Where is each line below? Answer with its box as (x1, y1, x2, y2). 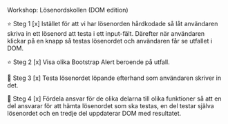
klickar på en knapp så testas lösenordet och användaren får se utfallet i (7, 37, 213, 45)
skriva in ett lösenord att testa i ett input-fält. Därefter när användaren (7, 30, 205, 37)
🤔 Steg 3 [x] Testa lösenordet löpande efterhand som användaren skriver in (7, 74, 222, 82)
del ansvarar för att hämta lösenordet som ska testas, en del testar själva (7, 102, 214, 110)
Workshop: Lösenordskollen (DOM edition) (7, 6, 129, 14)
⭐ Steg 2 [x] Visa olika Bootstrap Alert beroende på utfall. (7, 58, 171, 66)
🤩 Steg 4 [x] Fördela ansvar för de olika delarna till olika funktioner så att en (7, 94, 222, 103)
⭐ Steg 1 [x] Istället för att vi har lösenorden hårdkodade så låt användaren (7, 20, 218, 28)
